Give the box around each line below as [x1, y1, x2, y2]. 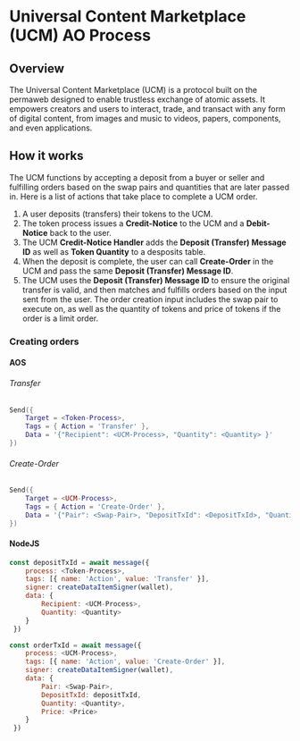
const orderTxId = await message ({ [9, 641, 142, 650]
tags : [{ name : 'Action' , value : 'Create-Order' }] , [25, 657, 226, 667]
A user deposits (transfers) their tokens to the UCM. [21, 208, 213, 219]
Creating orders [9, 335, 79, 348]
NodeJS [9, 538, 40, 549]
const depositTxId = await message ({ [9, 558, 150, 567]
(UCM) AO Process [9, 25, 152, 46]
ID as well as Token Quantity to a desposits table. [21, 246, 206, 257]
